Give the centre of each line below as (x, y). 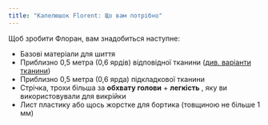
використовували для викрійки (73, 96)
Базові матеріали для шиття (68, 53)
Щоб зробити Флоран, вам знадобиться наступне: (94, 38)
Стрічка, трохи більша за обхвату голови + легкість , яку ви (124, 88)
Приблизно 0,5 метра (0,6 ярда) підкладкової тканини (112, 79)
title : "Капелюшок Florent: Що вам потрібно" (85, 16)
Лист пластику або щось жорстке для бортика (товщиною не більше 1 (140, 104)
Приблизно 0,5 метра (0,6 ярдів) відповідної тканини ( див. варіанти (136, 62)
